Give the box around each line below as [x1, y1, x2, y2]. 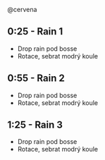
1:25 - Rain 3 [7, 119, 63, 131]
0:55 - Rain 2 [7, 73, 65, 85]
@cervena [7, 6, 37, 13]
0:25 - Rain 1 [7, 25, 63, 37]
